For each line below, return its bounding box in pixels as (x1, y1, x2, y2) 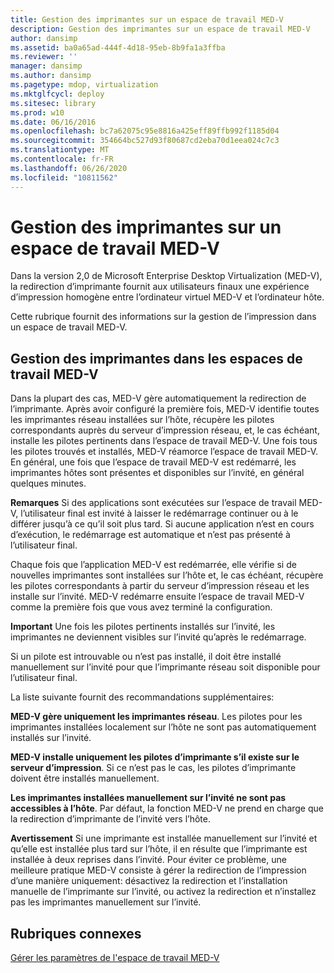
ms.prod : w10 (10, 107, 65, 118)
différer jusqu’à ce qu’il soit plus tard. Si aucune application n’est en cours (10, 518, 315, 530)
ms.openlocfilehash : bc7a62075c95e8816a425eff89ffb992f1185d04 (10, 126, 280, 136)
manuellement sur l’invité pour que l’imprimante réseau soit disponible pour (10, 661, 321, 673)
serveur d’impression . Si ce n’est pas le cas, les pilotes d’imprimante (10, 762, 297, 774)
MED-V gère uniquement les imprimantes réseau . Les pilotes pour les (10, 711, 303, 723)
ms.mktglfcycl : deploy (10, 89, 105, 99)
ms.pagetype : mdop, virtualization (10, 80, 159, 90)
